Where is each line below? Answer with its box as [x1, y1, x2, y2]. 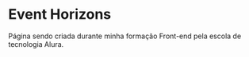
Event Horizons [8, 5, 112, 23]
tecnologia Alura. [8, 39, 64, 48]
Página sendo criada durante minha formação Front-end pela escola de [8, 31, 242, 41]
